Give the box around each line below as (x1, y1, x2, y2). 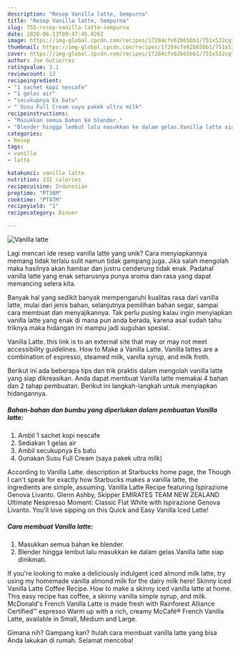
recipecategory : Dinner (7, 209, 79, 216)
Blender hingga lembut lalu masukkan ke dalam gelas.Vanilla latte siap (17, 547, 224, 556)
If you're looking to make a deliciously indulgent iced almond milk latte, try (7, 569, 226, 577)
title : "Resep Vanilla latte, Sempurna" (7, 17, 130, 24)
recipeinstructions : (7, 110, 69, 117)
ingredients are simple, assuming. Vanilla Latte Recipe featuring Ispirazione (7, 483, 229, 491)
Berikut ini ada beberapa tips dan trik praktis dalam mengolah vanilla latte (7, 366, 224, 375)
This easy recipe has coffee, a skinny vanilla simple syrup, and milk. (7, 591, 207, 600)
